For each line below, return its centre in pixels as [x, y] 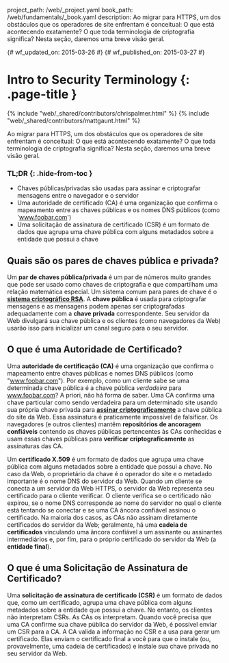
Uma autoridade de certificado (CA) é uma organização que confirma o [117, 203]
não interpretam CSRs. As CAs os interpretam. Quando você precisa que [109, 617]
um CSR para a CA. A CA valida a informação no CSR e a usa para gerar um [113, 632]
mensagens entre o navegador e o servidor [78, 196]
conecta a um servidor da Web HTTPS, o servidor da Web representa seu [111, 488]
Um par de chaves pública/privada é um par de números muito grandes [109, 277]
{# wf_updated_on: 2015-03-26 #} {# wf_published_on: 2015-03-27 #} [106, 52]
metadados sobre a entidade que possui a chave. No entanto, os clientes [110, 610]
